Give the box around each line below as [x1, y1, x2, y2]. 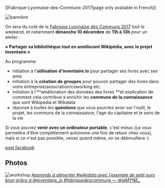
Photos [5, 159, 28, 167]
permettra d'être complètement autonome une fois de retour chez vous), [5, 130, 153, 135]
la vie [12, 115, 24, 121]
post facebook [5, 145, 34, 150]
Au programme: [5, 59, 37, 64]
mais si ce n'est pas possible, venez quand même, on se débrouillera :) [5, 135, 149, 141]
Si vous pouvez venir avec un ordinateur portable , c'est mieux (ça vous [5, 125, 152, 130]
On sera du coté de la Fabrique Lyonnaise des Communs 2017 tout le [5, 24, 145, 30]
